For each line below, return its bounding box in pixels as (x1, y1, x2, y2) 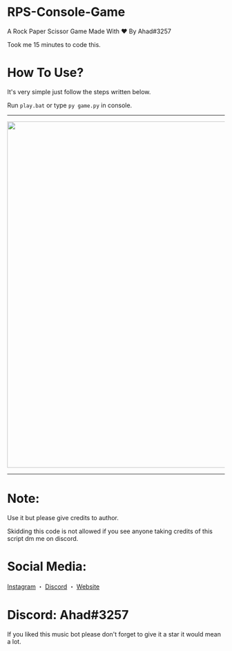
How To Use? (7, 65, 84, 80)
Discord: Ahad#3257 (7, 607, 129, 623)
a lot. (7, 637, 22, 645)
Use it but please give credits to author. (7, 513, 119, 521)
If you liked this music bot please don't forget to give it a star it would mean (7, 630, 221, 638)
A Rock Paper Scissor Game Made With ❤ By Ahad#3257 (7, 27, 171, 35)
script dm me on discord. (7, 534, 79, 542)
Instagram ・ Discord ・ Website (7, 582, 100, 591)
